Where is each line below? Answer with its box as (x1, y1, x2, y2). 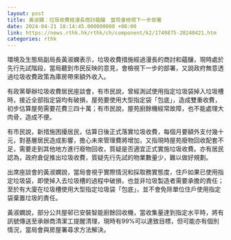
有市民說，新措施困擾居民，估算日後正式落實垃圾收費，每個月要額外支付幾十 (7, 128, 224, 136)
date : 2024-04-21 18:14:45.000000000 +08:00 (7, 23, 137, 30)
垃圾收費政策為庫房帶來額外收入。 (12, 73, 110, 81)
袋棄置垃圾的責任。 (7, 194, 62, 202)
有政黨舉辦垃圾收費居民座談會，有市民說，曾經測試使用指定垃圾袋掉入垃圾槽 (7, 87, 224, 96)
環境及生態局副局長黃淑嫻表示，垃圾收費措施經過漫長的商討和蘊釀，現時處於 (7, 56, 224, 64)
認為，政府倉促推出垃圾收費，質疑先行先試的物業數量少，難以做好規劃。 (7, 153, 212, 162)
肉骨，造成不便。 (7, 113, 56, 121)
